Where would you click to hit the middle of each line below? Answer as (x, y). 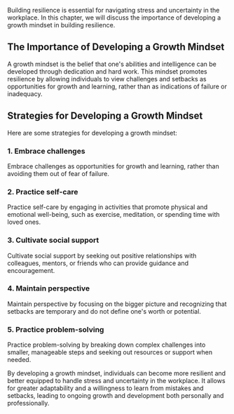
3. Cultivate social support (53, 240)
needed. (19, 360)
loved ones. (24, 222)
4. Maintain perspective (49, 288)
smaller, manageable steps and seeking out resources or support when (110, 352)
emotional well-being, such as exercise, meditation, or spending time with (113, 215)
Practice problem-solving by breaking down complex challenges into (106, 345)
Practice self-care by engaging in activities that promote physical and (108, 207)
